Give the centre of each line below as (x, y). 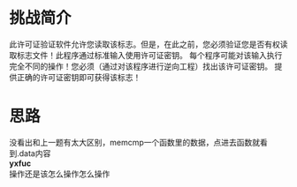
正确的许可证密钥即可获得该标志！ (79, 77)
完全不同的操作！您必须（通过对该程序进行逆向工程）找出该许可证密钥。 (141, 66)
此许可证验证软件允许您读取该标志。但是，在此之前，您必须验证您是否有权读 (148, 44)
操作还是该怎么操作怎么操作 (60, 174)
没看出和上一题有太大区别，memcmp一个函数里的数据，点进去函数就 (135, 142)
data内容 (35, 153)
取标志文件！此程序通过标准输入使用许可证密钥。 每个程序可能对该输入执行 (146, 55)
